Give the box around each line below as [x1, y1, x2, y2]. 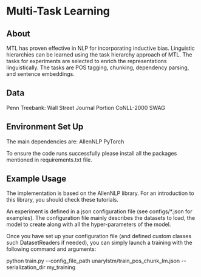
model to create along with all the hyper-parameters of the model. [6, 221, 171, 228]
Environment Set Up [6, 121, 84, 132]
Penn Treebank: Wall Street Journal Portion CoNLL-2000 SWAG [6, 104, 166, 111]
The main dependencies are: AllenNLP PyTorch [6, 138, 124, 145]
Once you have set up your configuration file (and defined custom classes [6, 233, 192, 240]
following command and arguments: [6, 245, 97, 253]
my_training [46, 264, 76, 271]
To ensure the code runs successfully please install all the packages [6, 149, 177, 157]
